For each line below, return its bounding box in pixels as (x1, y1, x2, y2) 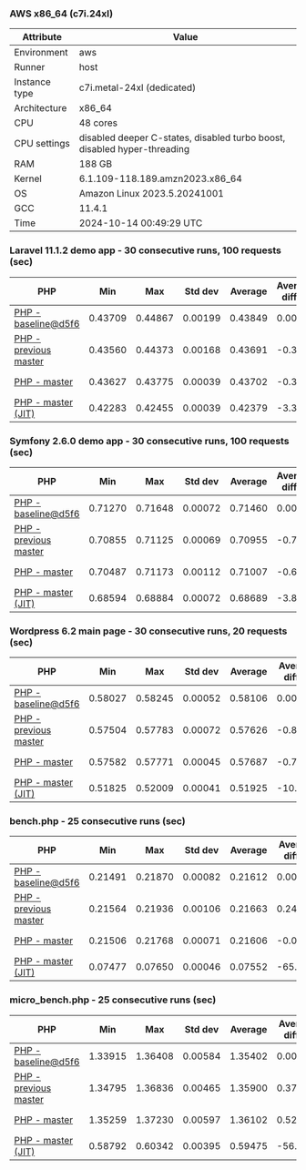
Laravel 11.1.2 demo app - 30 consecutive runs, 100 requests (9, 244, 282, 257)
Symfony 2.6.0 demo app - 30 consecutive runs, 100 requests (9, 434, 290, 447)
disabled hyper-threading (78, 143, 189, 156)
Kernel (14, 172, 43, 185)
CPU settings (14, 137, 70, 150)
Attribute (22, 31, 62, 44)
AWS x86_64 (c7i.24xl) (9, 7, 114, 20)
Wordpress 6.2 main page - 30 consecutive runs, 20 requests (9, 625, 288, 637)
